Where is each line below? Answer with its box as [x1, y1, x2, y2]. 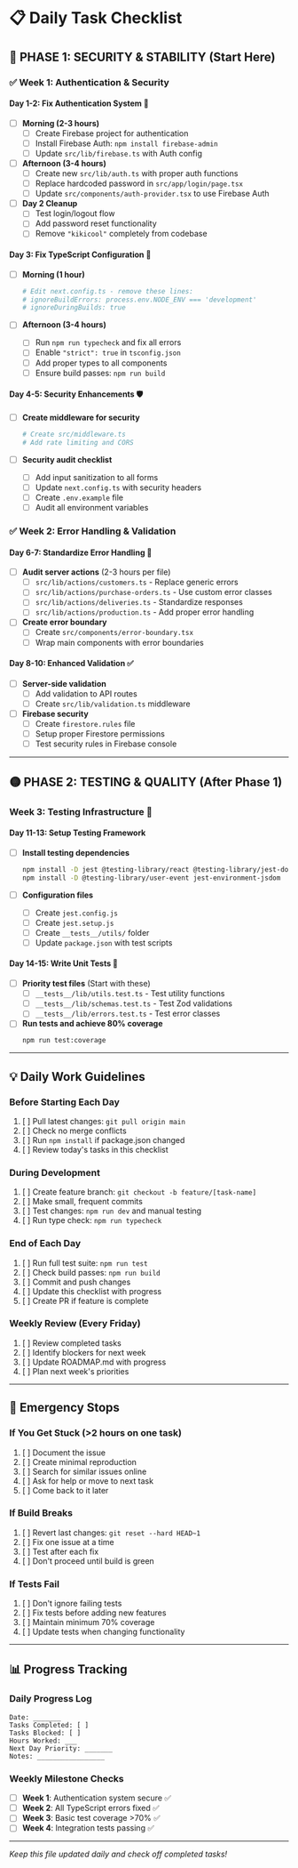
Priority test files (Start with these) [21, 978, 151, 989]
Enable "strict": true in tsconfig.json [35, 347, 182, 358]
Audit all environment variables [35, 502, 149, 512]
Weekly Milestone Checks [9, 1772, 124, 1784]
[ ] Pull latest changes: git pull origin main [21, 1115, 186, 1126]
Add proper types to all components [35, 358, 168, 368]
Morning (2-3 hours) [21, 117, 100, 128]
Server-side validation [21, 678, 106, 688]
